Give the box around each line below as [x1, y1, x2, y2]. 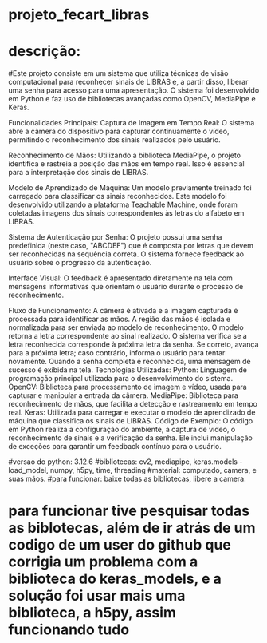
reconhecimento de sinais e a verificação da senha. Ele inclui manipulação [8, 433, 253, 443]
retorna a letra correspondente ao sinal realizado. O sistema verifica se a [8, 331, 247, 341]
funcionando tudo [8, 621, 130, 639]
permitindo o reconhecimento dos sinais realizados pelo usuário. [8, 135, 221, 145]
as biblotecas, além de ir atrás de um [8, 519, 257, 537]
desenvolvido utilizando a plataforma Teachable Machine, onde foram [8, 200, 238, 209]
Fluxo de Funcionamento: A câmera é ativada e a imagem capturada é [8, 306, 238, 316]
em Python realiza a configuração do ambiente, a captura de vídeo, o [8, 425, 236, 435]
